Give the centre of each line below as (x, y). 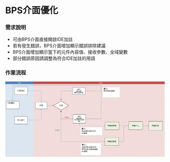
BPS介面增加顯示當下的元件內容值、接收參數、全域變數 (70, 52)
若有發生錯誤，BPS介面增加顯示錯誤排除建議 (59, 46)
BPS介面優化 (32, 10)
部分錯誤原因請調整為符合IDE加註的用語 (54, 58)
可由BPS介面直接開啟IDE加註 (43, 39)
